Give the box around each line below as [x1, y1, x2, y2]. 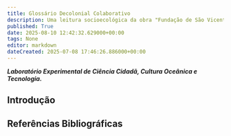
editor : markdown [7, 42, 57, 49]
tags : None [7, 36, 38, 43]
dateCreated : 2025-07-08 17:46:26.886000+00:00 [7, 49, 146, 56]
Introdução [7, 94, 56, 106]
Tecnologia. [7, 74, 43, 82]
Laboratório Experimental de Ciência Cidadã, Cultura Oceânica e [7, 67, 198, 76]
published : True [7, 23, 54, 30]
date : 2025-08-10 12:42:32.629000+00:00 [7, 29, 125, 36]
